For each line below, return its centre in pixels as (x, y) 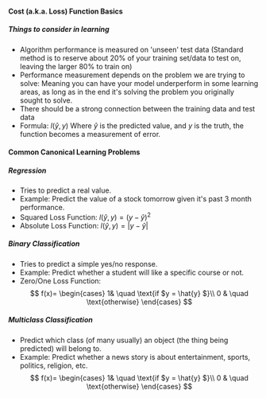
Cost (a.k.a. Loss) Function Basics (66, 11)
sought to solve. (46, 100)
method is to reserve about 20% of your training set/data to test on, (130, 58)
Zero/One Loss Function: (60, 281)
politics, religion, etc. (54, 365)
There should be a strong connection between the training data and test (137, 108)
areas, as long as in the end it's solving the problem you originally (127, 92)
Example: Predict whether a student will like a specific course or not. (132, 272)
